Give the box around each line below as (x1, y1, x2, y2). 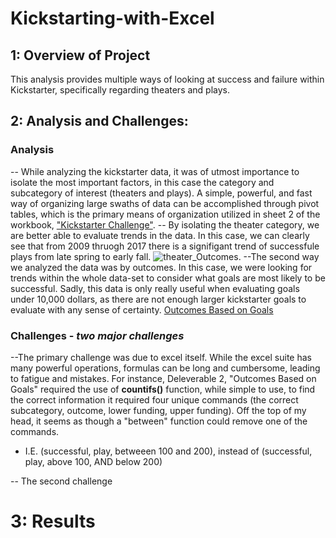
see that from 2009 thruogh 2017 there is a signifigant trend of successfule (10, 240, 320, 252)
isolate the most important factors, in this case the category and (10, 176, 275, 188)
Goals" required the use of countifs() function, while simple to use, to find (10, 383, 316, 395)
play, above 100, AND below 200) (24, 455, 163, 467)
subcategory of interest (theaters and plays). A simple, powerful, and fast (10, 187, 313, 199)
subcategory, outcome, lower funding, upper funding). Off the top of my (10, 404, 307, 416)
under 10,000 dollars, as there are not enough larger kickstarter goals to (10, 293, 307, 305)
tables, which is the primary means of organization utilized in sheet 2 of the (10, 208, 321, 220)
